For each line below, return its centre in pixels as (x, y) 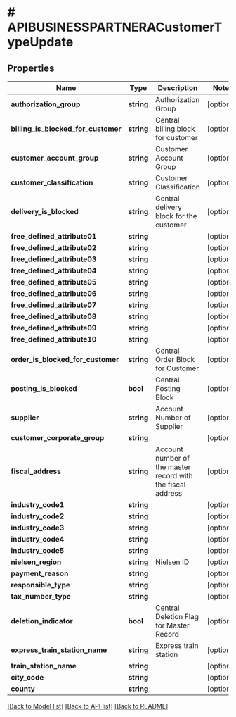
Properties (31, 68)
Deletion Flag (177, 617)
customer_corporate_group (58, 438)
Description (178, 88)
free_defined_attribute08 (54, 316)
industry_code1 (38, 505)
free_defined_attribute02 (54, 248)
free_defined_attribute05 (54, 282)
